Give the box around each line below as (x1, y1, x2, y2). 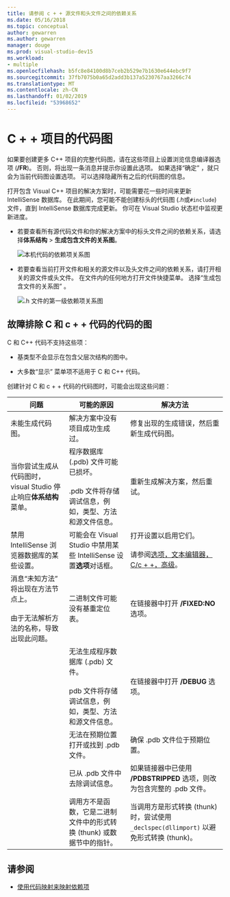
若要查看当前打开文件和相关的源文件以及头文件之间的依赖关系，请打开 (16, 265, 216, 273)
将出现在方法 (10, 584, 53, 594)
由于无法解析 (10, 613, 53, 622)
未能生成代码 (10, 418, 53, 428)
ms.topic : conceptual (7, 23, 69, 30)
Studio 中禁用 (68, 540, 113, 550)
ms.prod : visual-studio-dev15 (7, 49, 94, 56)
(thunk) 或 (77, 828, 111, 837)
